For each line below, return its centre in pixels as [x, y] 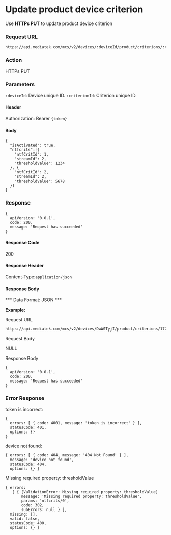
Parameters [20, 84]
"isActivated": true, [33, 146]
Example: [16, 310]
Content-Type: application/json [39, 277]
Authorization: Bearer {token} [36, 119]
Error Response [25, 398]
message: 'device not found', [42, 460]
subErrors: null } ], [44, 510]
